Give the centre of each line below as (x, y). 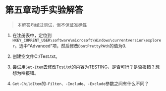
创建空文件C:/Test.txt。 (36, 56)
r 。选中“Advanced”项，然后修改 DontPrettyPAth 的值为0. (69, 45)
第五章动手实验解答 (44, 10)
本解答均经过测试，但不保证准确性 (52, 25)
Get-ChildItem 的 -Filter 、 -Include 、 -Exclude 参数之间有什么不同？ (81, 83)
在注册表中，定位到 (32, 35)
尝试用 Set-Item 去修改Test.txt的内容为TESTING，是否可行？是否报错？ (84, 67)
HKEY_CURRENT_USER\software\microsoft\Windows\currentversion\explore (87, 40)
